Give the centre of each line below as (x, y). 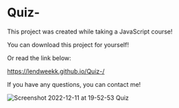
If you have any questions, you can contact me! (74, 84)
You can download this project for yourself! (68, 44)
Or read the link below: (39, 58)
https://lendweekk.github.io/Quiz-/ (56, 71)
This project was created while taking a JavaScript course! (90, 31)
